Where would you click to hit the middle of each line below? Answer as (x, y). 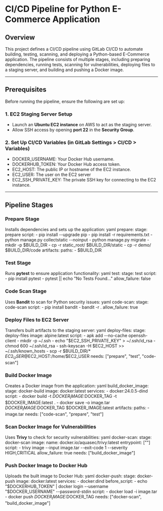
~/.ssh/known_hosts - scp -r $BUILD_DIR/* (48, 351)
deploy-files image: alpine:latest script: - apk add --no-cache (66, 335)
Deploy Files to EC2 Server (37, 319)
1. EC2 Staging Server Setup (39, 114)
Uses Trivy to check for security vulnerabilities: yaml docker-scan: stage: (78, 437)
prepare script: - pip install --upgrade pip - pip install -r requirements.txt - (79, 235)
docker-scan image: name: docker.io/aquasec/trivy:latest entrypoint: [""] (78, 442)
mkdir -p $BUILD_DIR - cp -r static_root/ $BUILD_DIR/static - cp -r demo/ (78, 245)
